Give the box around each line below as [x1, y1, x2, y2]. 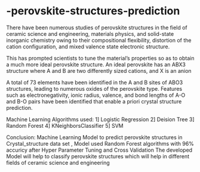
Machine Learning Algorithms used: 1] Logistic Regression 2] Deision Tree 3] [6, 115, 195, 123]
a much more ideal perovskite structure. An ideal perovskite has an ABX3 [6, 61, 186, 68]
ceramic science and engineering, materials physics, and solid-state [6, 30, 174, 37]
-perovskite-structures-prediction [6, 4, 180, 18]
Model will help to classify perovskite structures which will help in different [6, 152, 190, 159]
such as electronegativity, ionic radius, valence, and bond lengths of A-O [6, 91, 186, 99]
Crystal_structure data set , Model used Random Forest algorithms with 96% [6, 140, 194, 147]
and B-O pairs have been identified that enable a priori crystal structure [6, 97, 182, 105]
